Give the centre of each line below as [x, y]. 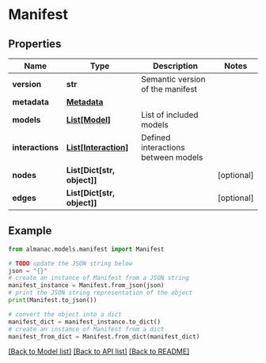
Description [175, 66]
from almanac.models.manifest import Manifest [86, 249]
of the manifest [169, 89]
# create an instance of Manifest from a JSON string [99, 278]
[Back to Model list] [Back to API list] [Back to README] [99, 352]
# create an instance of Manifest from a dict [86, 329]
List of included [170, 115]
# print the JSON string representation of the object [101, 293]
